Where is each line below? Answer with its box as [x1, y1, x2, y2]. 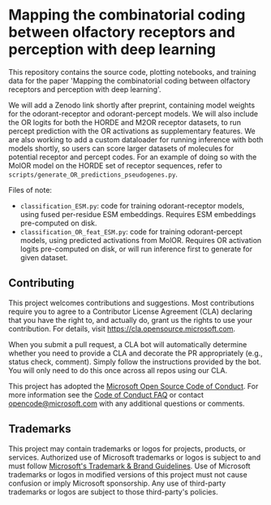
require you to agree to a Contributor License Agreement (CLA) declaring [8, 307, 253, 316]
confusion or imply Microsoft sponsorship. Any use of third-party [8, 478, 226, 488]
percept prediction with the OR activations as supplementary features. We [8, 126, 256, 136]
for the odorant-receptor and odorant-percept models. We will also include [8, 108, 258, 119]
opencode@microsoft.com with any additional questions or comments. [8, 398, 245, 408]
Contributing [8, 276, 75, 290]
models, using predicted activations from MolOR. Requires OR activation [19, 235, 262, 245]
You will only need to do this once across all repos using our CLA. [8, 365, 228, 375]
